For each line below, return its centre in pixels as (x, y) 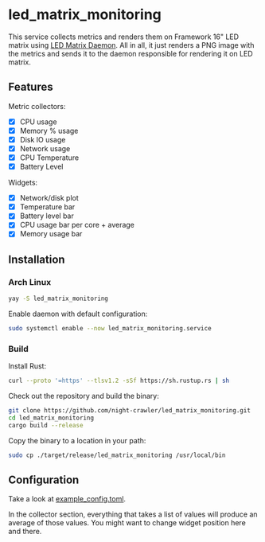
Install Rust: (27, 366)
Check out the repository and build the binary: (84, 396)
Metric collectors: (37, 106)
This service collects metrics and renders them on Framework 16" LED (124, 37)
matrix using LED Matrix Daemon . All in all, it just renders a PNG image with (131, 45)
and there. (25, 532)
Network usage (45, 148)
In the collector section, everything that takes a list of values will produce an (133, 514)
